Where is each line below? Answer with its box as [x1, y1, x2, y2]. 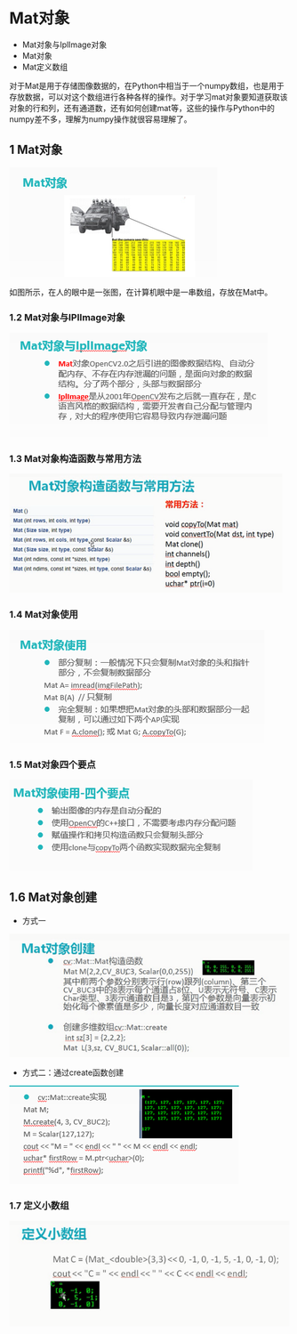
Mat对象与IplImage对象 [21, 39, 108, 50]
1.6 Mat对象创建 [9, 890, 98, 905]
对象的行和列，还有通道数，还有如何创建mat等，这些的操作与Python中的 [9, 102, 276, 113]
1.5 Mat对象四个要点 [9, 758, 96, 771]
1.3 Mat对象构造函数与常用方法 [9, 452, 142, 465]
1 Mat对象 [9, 142, 63, 158]
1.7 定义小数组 [9, 1199, 69, 1211]
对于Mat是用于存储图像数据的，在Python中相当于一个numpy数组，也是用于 [9, 80, 285, 91]
